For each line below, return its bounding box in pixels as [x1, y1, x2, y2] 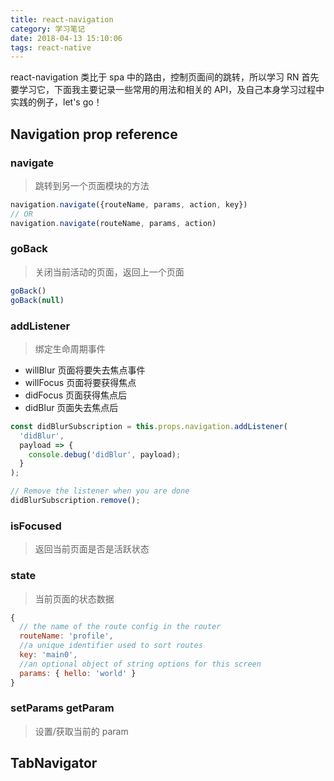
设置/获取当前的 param [34, 725, 129, 737]
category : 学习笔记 [10, 24, 86, 34]
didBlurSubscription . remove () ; [10, 496, 141, 506]
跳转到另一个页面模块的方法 [34, 179, 150, 191]
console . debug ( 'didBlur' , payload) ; [28, 449, 182, 460]
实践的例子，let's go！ [10, 96, 103, 108]
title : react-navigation [10, 14, 114, 25]
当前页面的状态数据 [34, 592, 115, 605]
